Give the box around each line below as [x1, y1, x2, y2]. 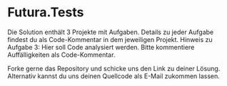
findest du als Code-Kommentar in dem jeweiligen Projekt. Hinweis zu [7, 35, 213, 43]
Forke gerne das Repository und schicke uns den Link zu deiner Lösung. [7, 64, 221, 72]
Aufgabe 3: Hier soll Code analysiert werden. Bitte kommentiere [7, 43, 195, 51]
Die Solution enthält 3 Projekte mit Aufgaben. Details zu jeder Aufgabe [7, 28, 214, 36]
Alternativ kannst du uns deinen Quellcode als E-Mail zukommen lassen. [7, 72, 220, 80]
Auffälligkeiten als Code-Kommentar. [7, 50, 116, 59]
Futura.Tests [7, 4, 84, 21]
